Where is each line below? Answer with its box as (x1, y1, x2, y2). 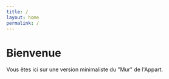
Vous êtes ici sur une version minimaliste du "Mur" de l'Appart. (6, 66, 163, 73)
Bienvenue (6, 46, 62, 60)
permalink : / (6, 20, 40, 26)
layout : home (6, 14, 40, 21)
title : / (6, 8, 29, 15)
